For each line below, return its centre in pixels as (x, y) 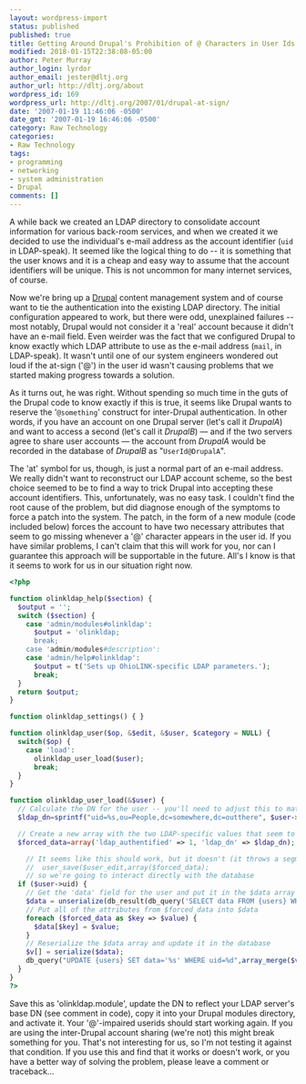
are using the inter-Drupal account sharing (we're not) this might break (142, 1032)
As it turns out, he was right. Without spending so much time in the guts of (149, 392)
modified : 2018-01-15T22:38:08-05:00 (81, 52)
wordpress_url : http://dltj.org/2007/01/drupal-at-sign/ (120, 103)
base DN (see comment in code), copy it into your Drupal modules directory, (153, 1013)
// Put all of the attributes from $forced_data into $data (142, 909)
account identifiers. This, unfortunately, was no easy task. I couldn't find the (152, 497)
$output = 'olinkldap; (76, 633)
